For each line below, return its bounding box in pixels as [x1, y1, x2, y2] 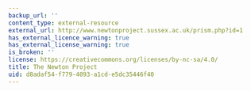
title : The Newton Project [8, 63, 98, 71]
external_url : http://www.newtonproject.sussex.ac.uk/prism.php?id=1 [8, 26, 244, 34]
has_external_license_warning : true [8, 41, 129, 49]
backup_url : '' [8, 11, 59, 20]
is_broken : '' [8, 48, 56, 56]
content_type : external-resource [8, 19, 119, 27]
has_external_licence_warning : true [8, 33, 129, 42]
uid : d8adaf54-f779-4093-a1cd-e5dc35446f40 [8, 70, 155, 78]
